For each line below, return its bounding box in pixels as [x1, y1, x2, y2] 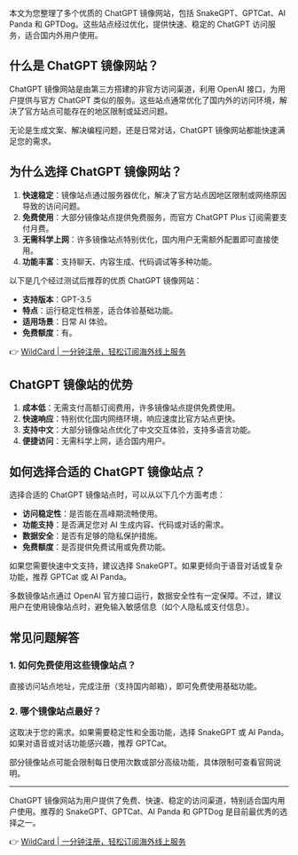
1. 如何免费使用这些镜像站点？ [9, 659, 137, 671]
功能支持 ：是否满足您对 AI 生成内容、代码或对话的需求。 [21, 519, 229, 530]
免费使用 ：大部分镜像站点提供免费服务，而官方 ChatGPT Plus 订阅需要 [21, 211, 279, 222]
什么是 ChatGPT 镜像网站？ [9, 59, 160, 74]
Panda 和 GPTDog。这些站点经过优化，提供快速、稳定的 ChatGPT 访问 [9, 19, 269, 29]
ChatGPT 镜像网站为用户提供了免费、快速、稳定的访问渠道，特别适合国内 [9, 796, 278, 806]
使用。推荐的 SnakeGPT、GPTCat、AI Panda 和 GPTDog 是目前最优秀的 [16, 806, 280, 817]
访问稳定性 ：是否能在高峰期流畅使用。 [21, 509, 162, 519]
